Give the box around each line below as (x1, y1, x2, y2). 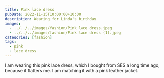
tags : (5, 39, 16, 44)
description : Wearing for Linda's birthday (5, 16, 97, 21)
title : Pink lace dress (5, 7, 55, 12)
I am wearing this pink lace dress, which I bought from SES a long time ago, (5, 62, 160, 68)
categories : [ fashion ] (5, 35, 52, 40)
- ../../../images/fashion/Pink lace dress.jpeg (9, 26, 112, 31)
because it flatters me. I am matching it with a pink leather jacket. (5, 67, 139, 73)
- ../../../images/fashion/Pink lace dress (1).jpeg (9, 30, 121, 35)
